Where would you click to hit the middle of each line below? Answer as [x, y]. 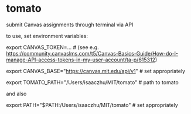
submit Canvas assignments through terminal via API [70, 25]
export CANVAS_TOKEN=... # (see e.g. [52, 47]
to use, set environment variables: [47, 36]
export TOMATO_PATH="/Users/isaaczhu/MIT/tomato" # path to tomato [92, 82]
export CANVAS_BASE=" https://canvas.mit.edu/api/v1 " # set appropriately [96, 71]
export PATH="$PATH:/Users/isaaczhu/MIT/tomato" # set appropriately [92, 105]
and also [16, 94]
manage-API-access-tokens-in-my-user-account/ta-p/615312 [81, 60]
